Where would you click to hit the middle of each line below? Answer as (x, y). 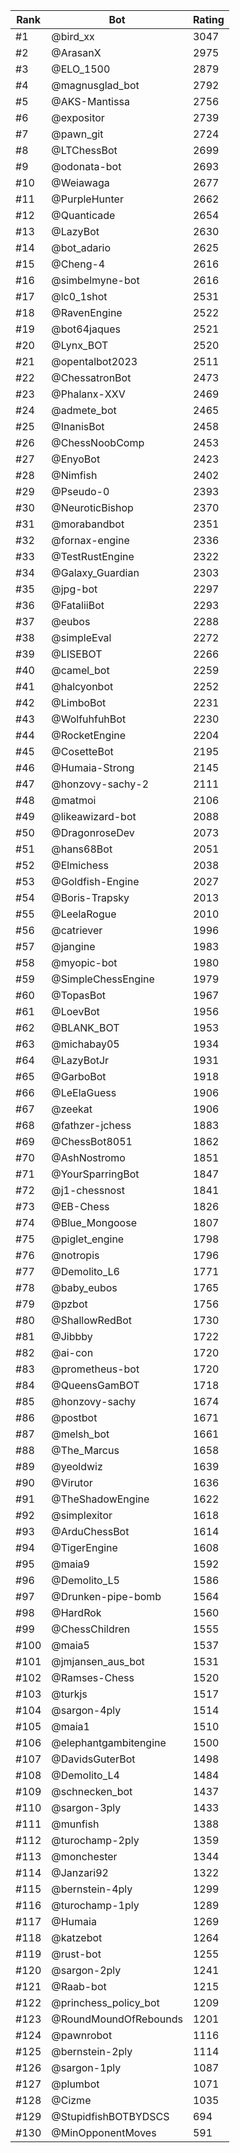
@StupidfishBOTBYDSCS (110, 2116)
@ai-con (72, 1352)
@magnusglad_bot (95, 85)
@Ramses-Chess (93, 1677)
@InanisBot (78, 426)
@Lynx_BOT (80, 345)
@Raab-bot (79, 1986)
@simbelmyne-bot (95, 280)
